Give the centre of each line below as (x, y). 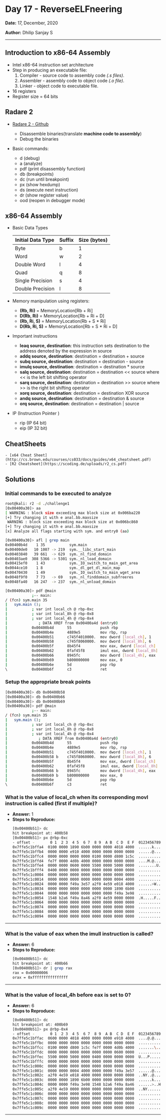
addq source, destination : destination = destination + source (82, 356)
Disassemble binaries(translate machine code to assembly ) (81, 134)
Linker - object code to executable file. (59, 86)
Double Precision (35, 289)
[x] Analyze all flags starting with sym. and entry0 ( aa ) (67, 531)
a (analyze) (31, 163)
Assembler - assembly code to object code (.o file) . (72, 80)
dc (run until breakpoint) (44, 179)
